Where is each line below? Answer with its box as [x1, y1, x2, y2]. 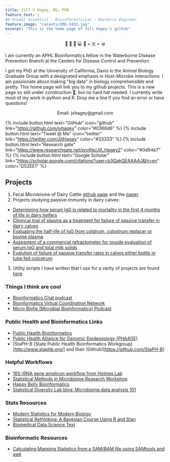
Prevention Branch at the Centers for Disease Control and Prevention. [5, 58, 151, 64]
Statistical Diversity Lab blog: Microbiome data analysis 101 [12, 386, 136, 392]
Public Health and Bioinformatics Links [5, 319, 103, 326]
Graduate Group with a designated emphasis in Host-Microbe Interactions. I [5, 73, 163, 79]
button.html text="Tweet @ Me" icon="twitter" [5, 131, 103, 137]
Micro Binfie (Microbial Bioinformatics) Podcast [12, 306, 112, 312]
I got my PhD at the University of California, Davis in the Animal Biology [5, 68, 154, 74]
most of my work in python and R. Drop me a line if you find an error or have [5, 95, 164, 101]
